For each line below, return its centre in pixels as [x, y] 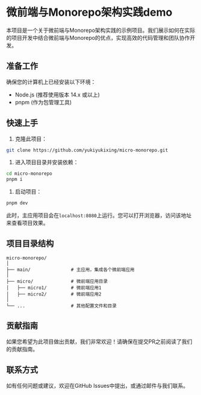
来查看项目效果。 [27, 223]
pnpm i [14, 179]
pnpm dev [17, 203]
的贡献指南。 [22, 349]
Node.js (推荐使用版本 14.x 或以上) [57, 95]
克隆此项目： [31, 139]
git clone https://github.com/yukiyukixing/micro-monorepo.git [87, 150]
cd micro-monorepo [29, 174]
